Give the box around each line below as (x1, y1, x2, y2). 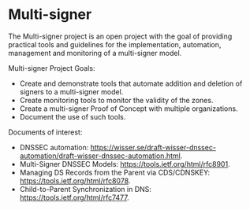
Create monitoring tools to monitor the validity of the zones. (19, 95, 214, 105)
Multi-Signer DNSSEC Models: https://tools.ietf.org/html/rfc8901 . (19, 159, 230, 168)
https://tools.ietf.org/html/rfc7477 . (19, 193, 130, 202)
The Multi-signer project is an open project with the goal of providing (8, 31, 233, 41)
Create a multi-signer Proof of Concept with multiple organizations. (19, 104, 238, 113)
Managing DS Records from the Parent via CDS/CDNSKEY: (19, 168, 211, 177)
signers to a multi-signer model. (19, 87, 124, 96)
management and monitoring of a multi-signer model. (8, 48, 182, 57)
